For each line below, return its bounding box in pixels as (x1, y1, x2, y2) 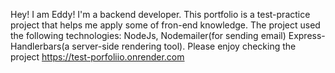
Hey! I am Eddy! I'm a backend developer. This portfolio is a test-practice (10, 9, 311, 20)
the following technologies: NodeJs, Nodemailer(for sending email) (10, 30, 287, 41)
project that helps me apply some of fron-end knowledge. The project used (10, 19, 321, 31)
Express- (288, 30, 326, 41)
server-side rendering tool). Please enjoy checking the (71, 40, 297, 52)
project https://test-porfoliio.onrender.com (10, 51, 185, 63)
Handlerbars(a (10, 40, 70, 52)
